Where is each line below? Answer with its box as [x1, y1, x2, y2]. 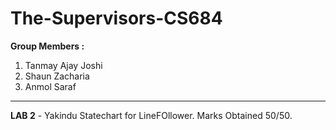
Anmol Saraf [24, 80, 77, 92]
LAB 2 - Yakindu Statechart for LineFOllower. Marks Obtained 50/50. [10, 109, 293, 121]
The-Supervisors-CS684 [10, 7, 223, 30]
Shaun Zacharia [24, 70, 90, 82]
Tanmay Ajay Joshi [24, 59, 103, 71]
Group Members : [10, 40, 85, 52]
